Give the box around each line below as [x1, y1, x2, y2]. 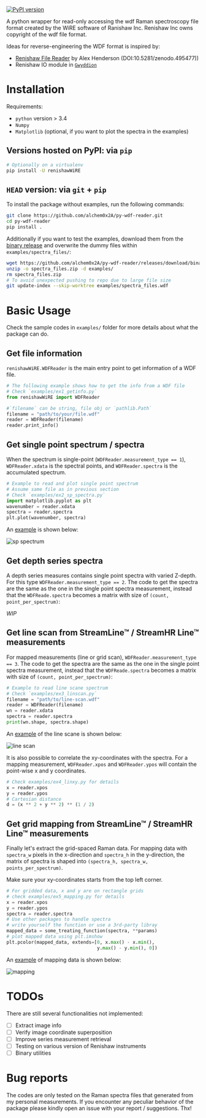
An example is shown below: [6, 526, 78, 533]
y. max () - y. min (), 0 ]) [97, 945, 158, 951]
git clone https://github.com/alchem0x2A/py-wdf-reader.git [6, 212, 164, 219]
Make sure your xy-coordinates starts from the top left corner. [6, 876, 163, 884]
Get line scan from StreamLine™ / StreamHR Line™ [6, 628, 199, 638]
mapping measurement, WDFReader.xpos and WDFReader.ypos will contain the [6, 760, 197, 768]
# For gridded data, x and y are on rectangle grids [6, 888, 144, 894]
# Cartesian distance [6, 796, 62, 802]
